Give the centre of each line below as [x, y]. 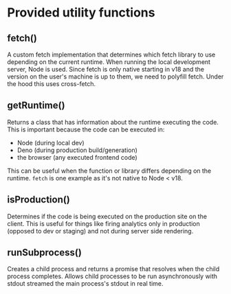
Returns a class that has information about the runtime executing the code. [113, 122]
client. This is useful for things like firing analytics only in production [104, 223]
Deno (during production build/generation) [77, 150]
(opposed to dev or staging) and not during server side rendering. [100, 231]
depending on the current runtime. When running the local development [109, 62]
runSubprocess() [45, 253]
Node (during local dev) [51, 143]
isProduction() [38, 200]
